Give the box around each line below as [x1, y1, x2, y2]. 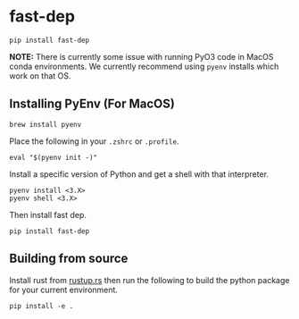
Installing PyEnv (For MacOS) [9, 97, 176, 112]
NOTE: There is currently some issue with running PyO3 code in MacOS [9, 51, 274, 62]
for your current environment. [9, 284, 119, 295]
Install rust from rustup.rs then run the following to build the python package [9, 274, 290, 285]
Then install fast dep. [9, 209, 87, 220]
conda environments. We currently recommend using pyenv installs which [9, 61, 279, 71]
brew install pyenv [9, 120, 82, 129]
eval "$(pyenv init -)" [9, 153, 98, 162]
